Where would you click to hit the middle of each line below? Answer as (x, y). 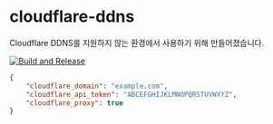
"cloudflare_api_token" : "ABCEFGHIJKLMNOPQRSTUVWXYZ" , (132, 94)
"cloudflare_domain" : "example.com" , (97, 86)
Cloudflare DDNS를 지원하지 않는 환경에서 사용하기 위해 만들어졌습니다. (137, 43)
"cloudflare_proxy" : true (75, 103)
